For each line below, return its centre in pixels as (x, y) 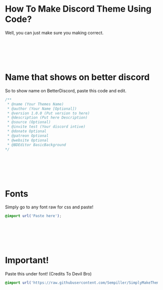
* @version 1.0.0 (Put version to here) (49, 113)
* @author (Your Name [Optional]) (42, 109)
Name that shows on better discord (77, 77)
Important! (27, 260)
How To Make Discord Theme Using (78, 9)
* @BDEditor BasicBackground (37, 145)
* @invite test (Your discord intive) (46, 127)
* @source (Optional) (29, 122)
